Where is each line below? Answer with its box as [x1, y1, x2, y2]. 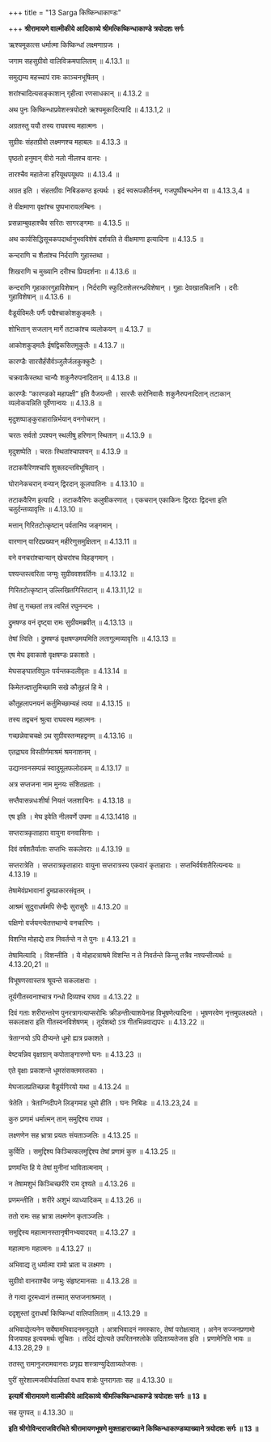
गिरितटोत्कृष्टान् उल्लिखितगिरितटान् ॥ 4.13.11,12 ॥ [8, 585, 142, 595]
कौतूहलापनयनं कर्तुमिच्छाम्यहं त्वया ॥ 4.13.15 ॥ [8, 698, 130, 708]
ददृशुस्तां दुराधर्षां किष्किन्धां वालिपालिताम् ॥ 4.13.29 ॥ [8, 1308, 148, 1318]
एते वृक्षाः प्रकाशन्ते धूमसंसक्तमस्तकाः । [8, 1066, 104, 1075]
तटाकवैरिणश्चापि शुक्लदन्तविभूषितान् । [8, 463, 105, 473]
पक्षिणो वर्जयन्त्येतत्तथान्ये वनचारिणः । [8, 918, 100, 927]
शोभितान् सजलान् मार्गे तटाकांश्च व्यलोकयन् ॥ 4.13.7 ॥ [8, 324, 151, 333]
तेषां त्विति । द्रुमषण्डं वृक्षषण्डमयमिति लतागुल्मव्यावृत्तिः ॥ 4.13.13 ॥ [8, 634, 176, 643]
